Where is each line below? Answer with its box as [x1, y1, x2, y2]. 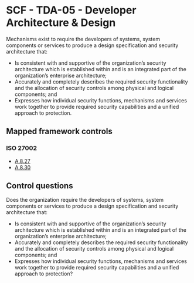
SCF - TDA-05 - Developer [6, 4, 137, 17]
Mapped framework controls [6, 126, 113, 136]
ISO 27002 [6, 144, 37, 152]
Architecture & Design [6, 16, 116, 29]
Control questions [6, 181, 73, 191]
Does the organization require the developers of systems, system [6, 197, 164, 204]
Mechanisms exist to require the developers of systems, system [6, 35, 160, 42]
